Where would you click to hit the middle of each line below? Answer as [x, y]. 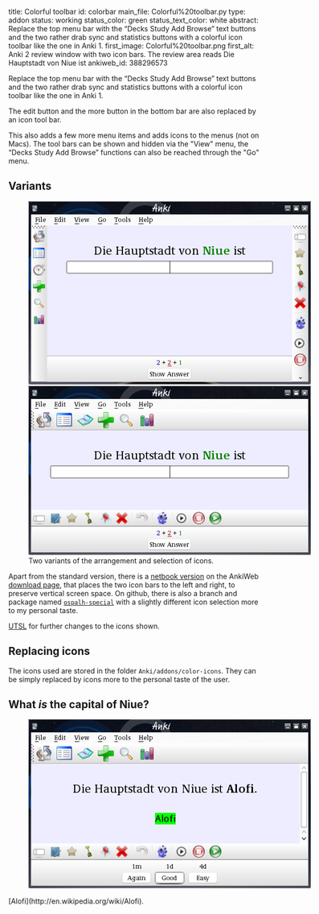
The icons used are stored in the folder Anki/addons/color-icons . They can [133, 670]
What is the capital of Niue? [79, 704]
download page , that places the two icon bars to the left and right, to [122, 585]
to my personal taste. [43, 610]
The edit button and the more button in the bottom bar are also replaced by [133, 111]
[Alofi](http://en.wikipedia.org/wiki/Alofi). [76, 901]
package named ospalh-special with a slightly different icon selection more [133, 602]
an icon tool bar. [35, 119]
